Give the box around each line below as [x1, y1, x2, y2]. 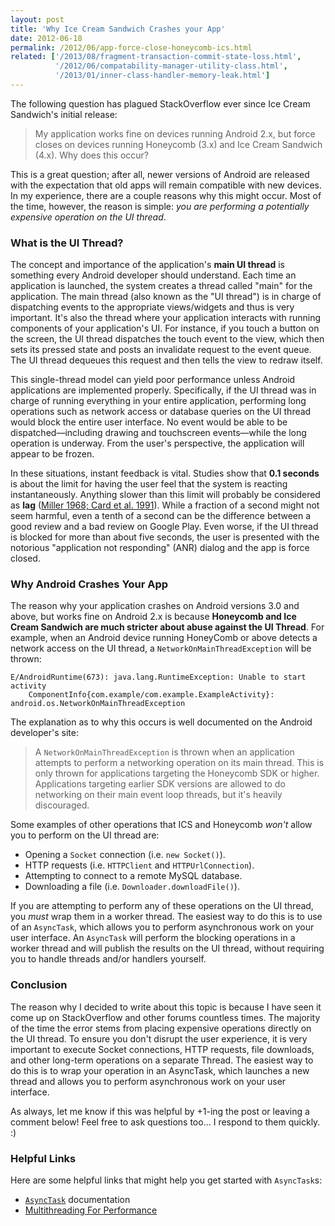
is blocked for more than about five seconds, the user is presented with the [10, 531, 320, 543]
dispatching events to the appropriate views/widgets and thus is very [10, 301, 295, 313]
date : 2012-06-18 [10, 33, 83, 43]
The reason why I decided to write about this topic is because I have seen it [10, 1001, 322, 1013]
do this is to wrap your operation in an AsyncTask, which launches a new [10, 1064, 310, 1076]
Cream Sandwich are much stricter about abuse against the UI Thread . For [10, 621, 325, 633]
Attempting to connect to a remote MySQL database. [24, 870, 243, 882]
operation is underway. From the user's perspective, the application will [10, 437, 305, 450]
